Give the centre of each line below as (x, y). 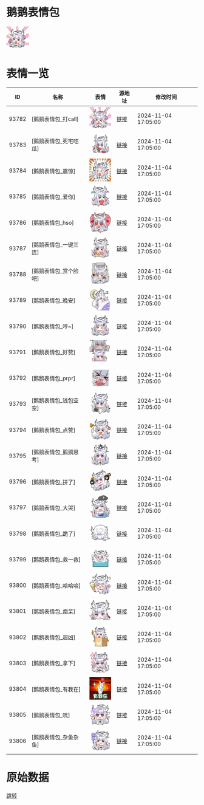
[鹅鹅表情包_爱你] (53, 197)
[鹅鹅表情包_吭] (51, 715)
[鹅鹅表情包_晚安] (53, 300)
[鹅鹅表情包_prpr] (53, 378)
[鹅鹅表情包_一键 (53, 245)
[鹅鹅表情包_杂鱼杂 (55, 737)
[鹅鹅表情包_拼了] (53, 482)
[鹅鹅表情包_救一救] (56, 560)
